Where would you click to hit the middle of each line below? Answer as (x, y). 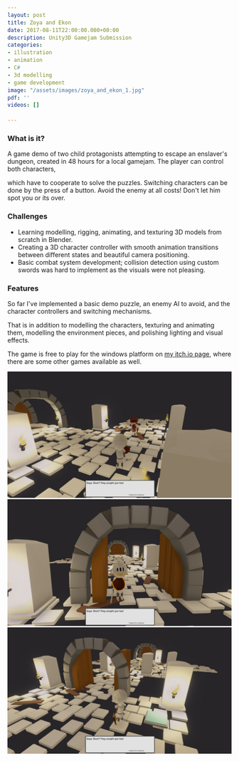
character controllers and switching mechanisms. (80, 311)
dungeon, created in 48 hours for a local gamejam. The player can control (116, 162)
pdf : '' (19, 98)
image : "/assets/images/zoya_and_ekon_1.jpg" (76, 90)
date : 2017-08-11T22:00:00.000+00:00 (63, 30)
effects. (18, 340)
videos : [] (23, 105)
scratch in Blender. (45, 239)
